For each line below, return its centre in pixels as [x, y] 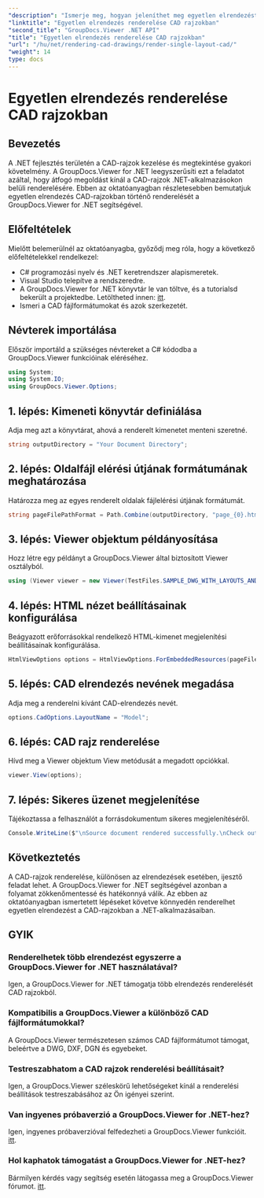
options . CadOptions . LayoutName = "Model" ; [79, 717]
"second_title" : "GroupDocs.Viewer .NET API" [84, 30]
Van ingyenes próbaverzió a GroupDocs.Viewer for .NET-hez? [129, 1115]
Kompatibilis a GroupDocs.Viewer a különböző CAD [109, 1013]
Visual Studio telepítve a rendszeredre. [82, 280]
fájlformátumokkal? [46, 1022]
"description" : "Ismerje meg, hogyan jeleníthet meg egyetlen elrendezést [133, 15]
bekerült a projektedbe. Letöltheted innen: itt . [93, 297]
